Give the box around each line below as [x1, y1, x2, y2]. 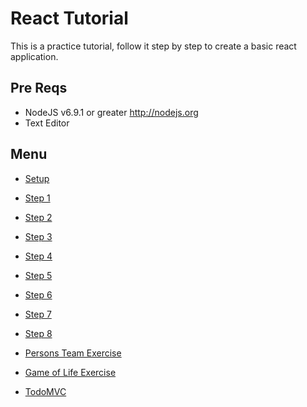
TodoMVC [24, 385, 67, 397]
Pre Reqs [10, 80, 68, 97]
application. [10, 50, 59, 62]
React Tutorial [10, 7, 129, 30]
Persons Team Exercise [24, 347, 122, 359]
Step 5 [24, 269, 53, 281]
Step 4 [24, 250, 53, 262]
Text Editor [24, 117, 70, 129]
